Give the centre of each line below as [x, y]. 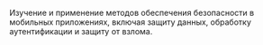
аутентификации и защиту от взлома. [81, 31]
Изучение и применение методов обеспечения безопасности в [132, 13]
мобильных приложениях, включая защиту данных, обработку [131, 22]
